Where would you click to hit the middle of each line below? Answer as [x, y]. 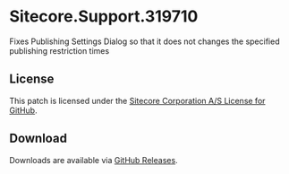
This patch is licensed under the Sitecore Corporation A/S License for [137, 100]
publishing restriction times [59, 50]
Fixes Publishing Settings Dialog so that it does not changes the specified [144, 41]
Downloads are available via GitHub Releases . [93, 160]
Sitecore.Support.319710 [104, 17]
